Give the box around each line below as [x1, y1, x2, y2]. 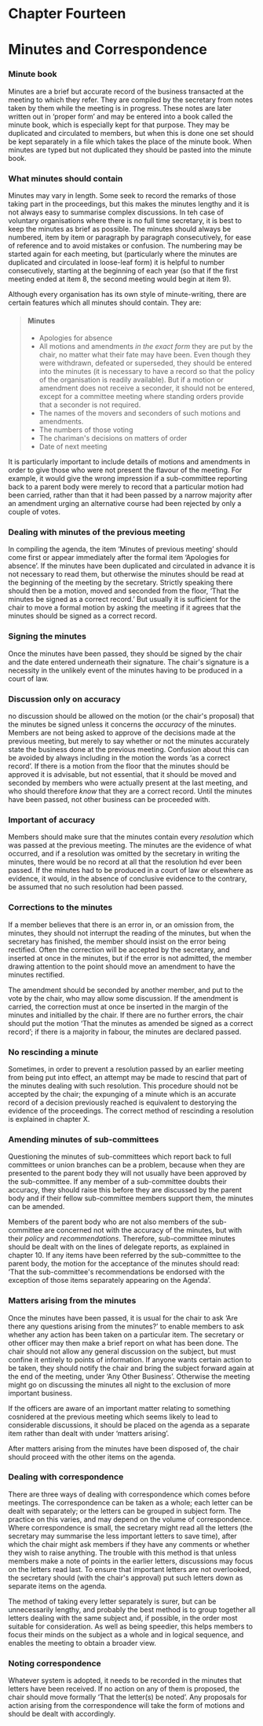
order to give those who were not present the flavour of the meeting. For [8, 465, 243, 475]
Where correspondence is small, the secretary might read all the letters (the [8, 1523, 254, 1532]
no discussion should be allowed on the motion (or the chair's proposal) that [8, 712, 255, 721]
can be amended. [8, 1202, 65, 1211]
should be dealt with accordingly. [8, 1710, 116, 1719]
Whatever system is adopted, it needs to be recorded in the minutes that [8, 1676, 242, 1685]
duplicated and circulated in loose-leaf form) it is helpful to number [8, 257, 225, 267]
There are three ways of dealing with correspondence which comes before [8, 1490, 250, 1499]
